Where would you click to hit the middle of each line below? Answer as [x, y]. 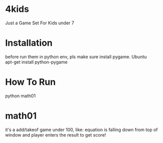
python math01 [20, 96]
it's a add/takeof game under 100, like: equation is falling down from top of [81, 130]
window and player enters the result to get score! [56, 135]
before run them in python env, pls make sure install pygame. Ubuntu [76, 57]
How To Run [30, 82]
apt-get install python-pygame [36, 62]
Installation [29, 43]
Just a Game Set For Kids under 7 [40, 23]
